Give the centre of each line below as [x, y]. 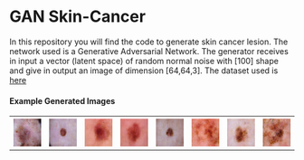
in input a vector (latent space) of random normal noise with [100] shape [144, 61]
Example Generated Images [62, 100]
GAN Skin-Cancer [78, 17]
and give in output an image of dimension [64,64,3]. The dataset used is [144, 71]
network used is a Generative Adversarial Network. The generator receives [149, 51]
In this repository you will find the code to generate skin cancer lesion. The [149, 42]
